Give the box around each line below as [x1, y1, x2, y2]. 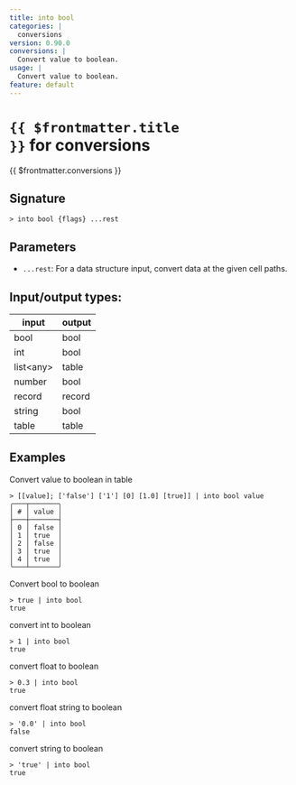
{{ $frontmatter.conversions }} [9, 164, 122, 176]
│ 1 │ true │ [9, 531, 63, 540]
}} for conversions [9, 134, 151, 155]
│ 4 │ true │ [9, 554, 63, 564]
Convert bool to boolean [9, 578, 100, 589]
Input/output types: [9, 290, 123, 305]
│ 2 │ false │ [9, 539, 63, 548]
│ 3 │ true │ [9, 547, 63, 556]
